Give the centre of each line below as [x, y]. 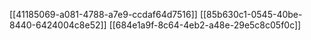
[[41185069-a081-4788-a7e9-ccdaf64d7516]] [103, 14]
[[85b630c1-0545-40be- [251, 14]
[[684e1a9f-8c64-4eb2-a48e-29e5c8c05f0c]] [205, 25]
